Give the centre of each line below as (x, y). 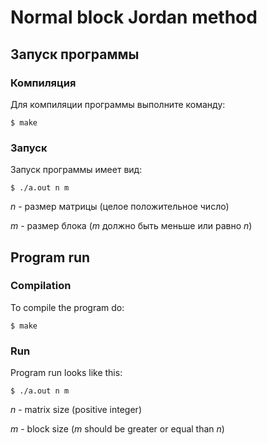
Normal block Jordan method (134, 17)
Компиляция (43, 83)
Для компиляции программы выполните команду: (118, 104)
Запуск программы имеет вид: (76, 170)
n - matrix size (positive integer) (76, 410)
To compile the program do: (67, 307)
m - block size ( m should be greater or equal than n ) (117, 429)
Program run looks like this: (66, 373)
